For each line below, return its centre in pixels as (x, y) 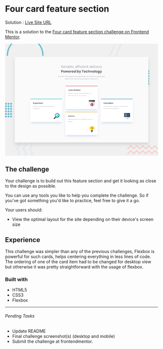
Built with (16, 280)
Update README (29, 331)
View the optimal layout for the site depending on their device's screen (83, 220)
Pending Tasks (20, 316)
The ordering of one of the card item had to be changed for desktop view (78, 262)
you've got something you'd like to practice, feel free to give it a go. (73, 201)
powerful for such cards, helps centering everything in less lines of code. (78, 257)
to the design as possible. (31, 186)
